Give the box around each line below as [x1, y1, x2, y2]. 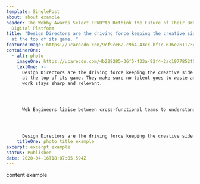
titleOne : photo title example [17, 138, 95, 144]
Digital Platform [11, 25, 55, 31]
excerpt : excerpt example [6, 144, 70, 150]
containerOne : [6, 47, 42, 53]
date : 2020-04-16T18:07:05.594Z [6, 155, 86, 161]
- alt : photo [11, 53, 44, 59]
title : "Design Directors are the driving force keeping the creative [6, 31, 185, 37]
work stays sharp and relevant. [21, 81, 102, 87]
